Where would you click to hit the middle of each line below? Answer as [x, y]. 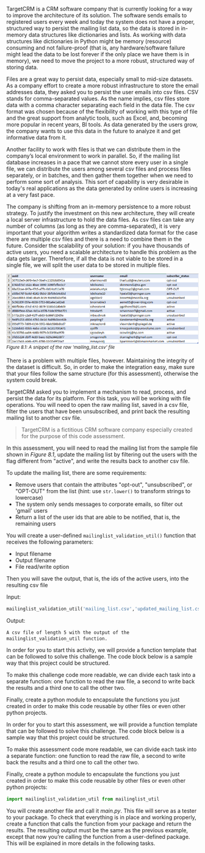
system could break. [32, 380]
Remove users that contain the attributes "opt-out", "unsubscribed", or [104, 485]
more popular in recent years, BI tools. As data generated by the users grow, [102, 124]
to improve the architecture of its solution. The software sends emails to [97, 15]
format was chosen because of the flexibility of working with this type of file [102, 112]
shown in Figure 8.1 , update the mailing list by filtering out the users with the [102, 455]
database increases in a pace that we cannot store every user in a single [97, 162]
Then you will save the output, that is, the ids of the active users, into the [98, 579]
